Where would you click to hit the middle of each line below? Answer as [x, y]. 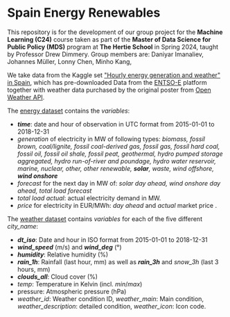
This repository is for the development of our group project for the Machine [115, 32]
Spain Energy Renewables [84, 13]
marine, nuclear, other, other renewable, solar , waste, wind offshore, [116, 168]
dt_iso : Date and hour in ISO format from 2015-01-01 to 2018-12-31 [112, 239]
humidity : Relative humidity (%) [63, 254]
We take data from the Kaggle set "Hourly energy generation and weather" [114, 75]
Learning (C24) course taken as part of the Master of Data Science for [109, 39]
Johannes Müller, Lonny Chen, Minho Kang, [70, 61]
